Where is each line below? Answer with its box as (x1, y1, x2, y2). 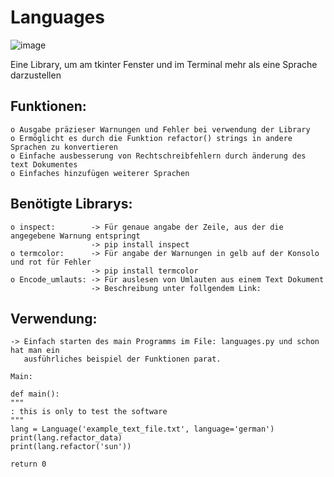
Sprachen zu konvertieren (10, 142, 118, 152)
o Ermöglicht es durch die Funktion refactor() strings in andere (10, 133, 293, 143)
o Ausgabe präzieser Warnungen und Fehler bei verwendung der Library (10, 124, 311, 135)
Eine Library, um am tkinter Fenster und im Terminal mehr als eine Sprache (10, 58, 318, 70)
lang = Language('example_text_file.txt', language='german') (10, 424, 275, 435)
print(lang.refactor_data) (10, 433, 123, 443)
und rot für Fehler (10, 257, 92, 267)
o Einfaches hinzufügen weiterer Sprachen (10, 168, 190, 178)
